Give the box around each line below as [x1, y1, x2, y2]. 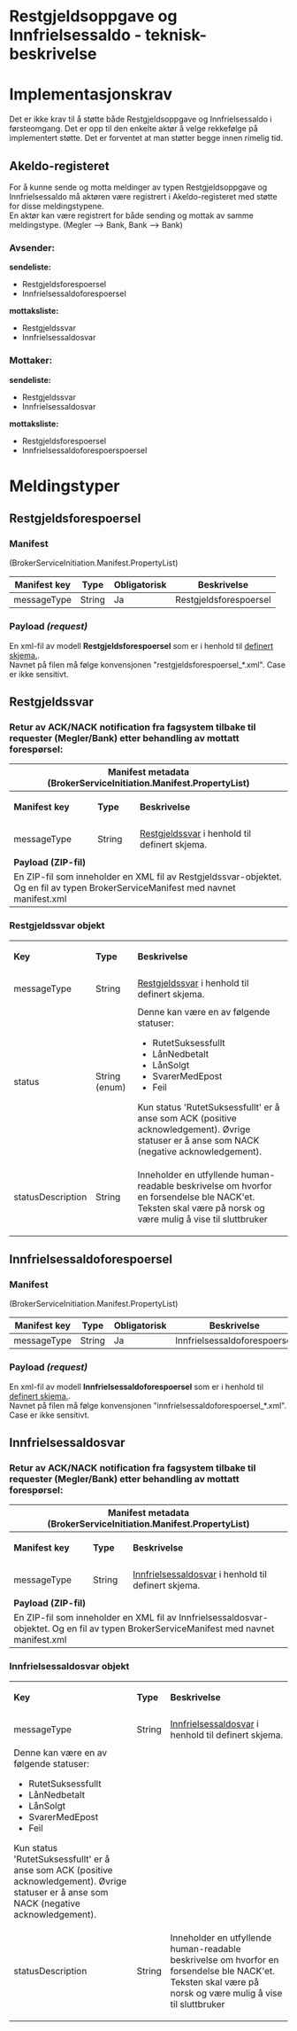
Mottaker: [9, 355, 53, 367]
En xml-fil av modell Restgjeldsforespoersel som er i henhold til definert [9, 640, 274, 651]
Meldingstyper [9, 476, 120, 496]
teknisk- [144, 25, 208, 45]
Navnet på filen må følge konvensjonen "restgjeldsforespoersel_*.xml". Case [9, 659, 286, 670]
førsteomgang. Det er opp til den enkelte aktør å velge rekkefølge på [9, 123, 258, 134]
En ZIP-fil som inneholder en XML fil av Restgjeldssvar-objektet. [13, 871, 283, 883]
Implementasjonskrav [9, 84, 173, 105]
